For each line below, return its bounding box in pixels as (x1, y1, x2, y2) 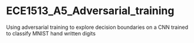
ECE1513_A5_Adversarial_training (6, 4, 175, 18)
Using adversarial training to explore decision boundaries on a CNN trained (6, 24, 189, 31)
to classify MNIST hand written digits (6, 29, 96, 37)
